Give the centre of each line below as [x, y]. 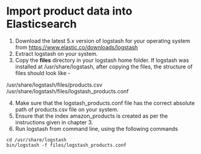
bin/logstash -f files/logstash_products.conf [66, 145]
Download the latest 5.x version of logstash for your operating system [103, 41]
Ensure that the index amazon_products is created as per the [91, 116]
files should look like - [43, 73]
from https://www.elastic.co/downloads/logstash [76, 47]
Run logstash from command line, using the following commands [97, 129]
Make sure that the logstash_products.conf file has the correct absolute [105, 103]
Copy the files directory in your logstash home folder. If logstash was [102, 60]
